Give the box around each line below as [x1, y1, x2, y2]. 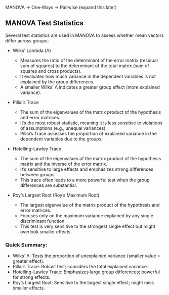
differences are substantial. [20, 182, 77, 188]
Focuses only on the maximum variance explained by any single [20, 212, 153, 219]
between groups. [20, 171, 56, 177]
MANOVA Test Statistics [5, 19, 83, 27]
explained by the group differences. [20, 78, 95, 85]
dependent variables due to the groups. [20, 136, 103, 142]
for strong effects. [12, 274, 51, 280]
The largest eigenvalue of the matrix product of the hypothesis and [20, 202, 160, 208]
